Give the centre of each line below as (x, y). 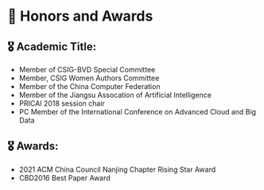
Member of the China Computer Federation (89, 86)
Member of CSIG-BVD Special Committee (87, 70)
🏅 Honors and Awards (80, 16)
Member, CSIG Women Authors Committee (89, 78)
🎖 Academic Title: (52, 47)
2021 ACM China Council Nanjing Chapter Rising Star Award (117, 169)
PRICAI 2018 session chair (62, 103)
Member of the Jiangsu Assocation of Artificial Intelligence (115, 95)
